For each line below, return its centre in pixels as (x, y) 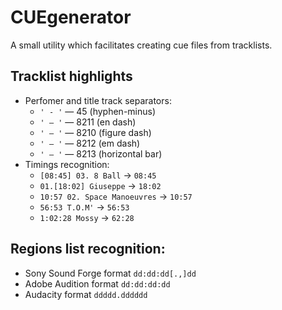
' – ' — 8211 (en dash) (88, 122)
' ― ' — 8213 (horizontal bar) (101, 153)
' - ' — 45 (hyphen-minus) (98, 111)
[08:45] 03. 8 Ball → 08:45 (98, 175)
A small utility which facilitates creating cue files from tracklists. (141, 45)
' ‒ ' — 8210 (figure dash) (95, 132)
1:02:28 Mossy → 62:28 (87, 217)
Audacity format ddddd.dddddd (86, 294)
